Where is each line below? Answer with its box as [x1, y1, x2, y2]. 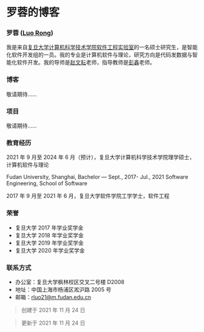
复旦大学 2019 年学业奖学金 [15, 239, 84, 246]
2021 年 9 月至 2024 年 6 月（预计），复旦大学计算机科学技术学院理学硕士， [6, 154, 195, 161]
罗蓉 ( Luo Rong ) [6, 29, 53, 37]
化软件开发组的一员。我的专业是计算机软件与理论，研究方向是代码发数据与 [6, 51, 192, 58]
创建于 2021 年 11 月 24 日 [21, 306, 86, 313]
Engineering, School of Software [6, 180, 88, 187]
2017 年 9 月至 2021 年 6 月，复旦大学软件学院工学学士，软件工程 [6, 192, 170, 200]
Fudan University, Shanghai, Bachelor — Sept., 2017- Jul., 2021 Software [6, 174, 188, 181]
